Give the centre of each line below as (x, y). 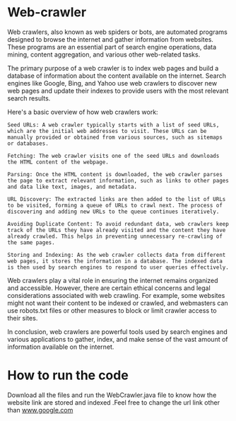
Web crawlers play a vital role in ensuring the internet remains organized (113, 280)
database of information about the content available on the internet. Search (117, 76)
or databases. (28, 143)
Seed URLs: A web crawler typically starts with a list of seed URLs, (113, 125)
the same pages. (31, 242)
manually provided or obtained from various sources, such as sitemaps (115, 137)
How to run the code (68, 375)
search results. (29, 98)
